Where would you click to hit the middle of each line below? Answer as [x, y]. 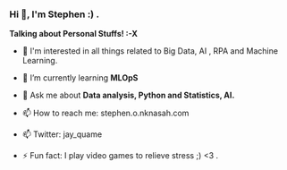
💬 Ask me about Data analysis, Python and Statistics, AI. [128, 95]
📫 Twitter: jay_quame [62, 134]
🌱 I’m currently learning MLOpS [80, 78]
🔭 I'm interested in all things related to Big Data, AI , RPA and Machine [150, 51]
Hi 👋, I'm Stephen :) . [55, 14]
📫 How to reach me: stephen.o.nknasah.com [106, 113]
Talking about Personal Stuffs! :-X [74, 34]
